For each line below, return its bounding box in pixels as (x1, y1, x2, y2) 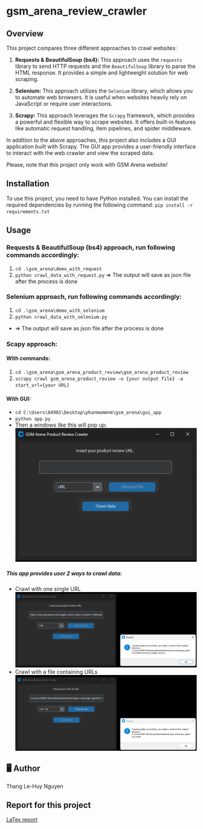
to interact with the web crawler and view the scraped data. (6, 150, 155, 156)
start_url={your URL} (14, 382, 69, 388)
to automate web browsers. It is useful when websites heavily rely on (14, 94, 187, 101)
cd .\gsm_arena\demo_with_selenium (14, 307, 105, 313)
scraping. (14, 76, 39, 82)
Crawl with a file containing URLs (14, 668, 98, 676)
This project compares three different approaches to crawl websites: (6, 44, 177, 52)
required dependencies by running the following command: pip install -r (6, 201, 193, 208)
